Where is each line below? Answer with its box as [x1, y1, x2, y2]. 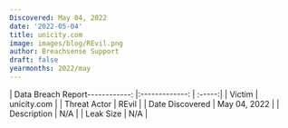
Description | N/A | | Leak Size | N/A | [9, 108, 149, 119]
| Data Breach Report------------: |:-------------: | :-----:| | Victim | [9, 88, 258, 100]
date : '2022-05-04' [9, 22, 83, 31]
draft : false [9, 55, 59, 64]
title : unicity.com [9, 30, 83, 39]
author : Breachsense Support [9, 47, 120, 56]
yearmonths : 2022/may [9, 64, 91, 74]
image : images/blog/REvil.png [9, 38, 124, 48]
